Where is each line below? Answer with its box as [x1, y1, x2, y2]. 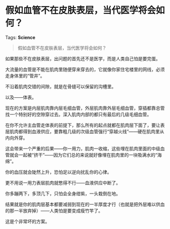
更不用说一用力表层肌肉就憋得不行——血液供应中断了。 [5, 179, 120, 185]
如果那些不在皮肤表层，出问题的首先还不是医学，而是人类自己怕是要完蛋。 [5, 55, 160, 61]
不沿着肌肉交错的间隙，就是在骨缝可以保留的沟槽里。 [5, 83, 116, 89]
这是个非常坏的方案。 [5, 218, 50, 224]
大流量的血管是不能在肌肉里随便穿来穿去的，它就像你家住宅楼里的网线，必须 [5, 66, 165, 72]
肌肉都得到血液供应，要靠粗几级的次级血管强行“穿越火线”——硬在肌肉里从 [9, 128, 164, 134]
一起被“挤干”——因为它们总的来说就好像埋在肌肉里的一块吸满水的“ [18, 151, 158, 158]
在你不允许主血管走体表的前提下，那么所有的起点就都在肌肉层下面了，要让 [5, 122, 160, 128]
